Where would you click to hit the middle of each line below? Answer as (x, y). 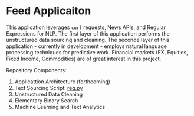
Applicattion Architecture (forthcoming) (63, 82)
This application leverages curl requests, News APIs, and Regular (86, 27)
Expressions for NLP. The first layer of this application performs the (88, 33)
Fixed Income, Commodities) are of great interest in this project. (84, 59)
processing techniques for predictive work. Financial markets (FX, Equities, (97, 52)
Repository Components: (36, 70)
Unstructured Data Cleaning (49, 94)
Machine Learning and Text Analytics (60, 107)
